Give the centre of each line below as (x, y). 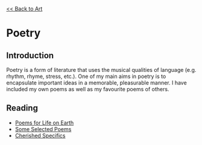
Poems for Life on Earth (44, 123)
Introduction (30, 55)
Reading (22, 108)
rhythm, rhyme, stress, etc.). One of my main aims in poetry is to (86, 76)
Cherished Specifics (40, 135)
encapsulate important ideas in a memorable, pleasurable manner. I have (96, 83)
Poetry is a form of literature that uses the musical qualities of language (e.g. (101, 70)
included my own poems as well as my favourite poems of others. (88, 89)
